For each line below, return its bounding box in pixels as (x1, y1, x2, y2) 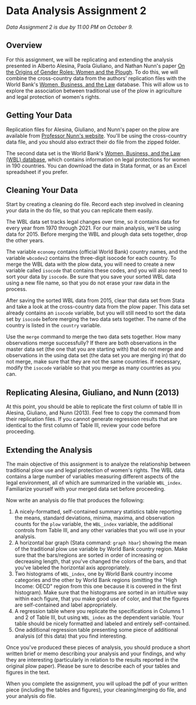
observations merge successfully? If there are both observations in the (6, 340, 177, 347)
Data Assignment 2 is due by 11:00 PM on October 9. (6, 23, 133, 30)
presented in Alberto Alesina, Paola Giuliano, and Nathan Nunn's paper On (6, 62, 185, 69)
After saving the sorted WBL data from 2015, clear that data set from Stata (6, 297, 185, 304)
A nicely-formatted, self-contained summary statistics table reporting (14, 508, 182, 515)
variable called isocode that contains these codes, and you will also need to (6, 267, 188, 274)
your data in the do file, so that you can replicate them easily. (6, 207, 153, 214)
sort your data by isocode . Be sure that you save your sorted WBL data (6, 273, 177, 280)
